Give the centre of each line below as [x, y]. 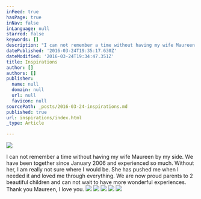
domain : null [28, 90]
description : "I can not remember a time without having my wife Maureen [101, 46]
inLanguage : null [28, 28]
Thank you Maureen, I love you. [45, 189]
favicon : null [29, 101]
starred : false [25, 34]
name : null [25, 85]
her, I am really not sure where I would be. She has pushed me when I [92, 170]
